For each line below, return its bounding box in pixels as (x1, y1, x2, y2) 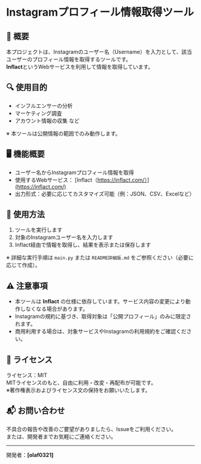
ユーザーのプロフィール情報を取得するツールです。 (6, 56, 132, 63)
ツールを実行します (14, 226, 63, 234)
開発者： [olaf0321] (6, 451, 54, 459)
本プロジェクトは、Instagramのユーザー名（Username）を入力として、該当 (6, 49, 193, 55)
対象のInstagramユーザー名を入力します (14, 234, 114, 241)
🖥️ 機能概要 (6, 149, 45, 159)
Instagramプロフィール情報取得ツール (6, 5, 194, 19)
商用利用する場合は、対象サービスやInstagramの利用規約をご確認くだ (14, 328, 187, 335)
